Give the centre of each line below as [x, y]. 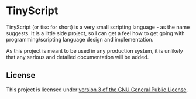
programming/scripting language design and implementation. [80, 39]
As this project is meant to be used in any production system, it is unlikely [94, 50]
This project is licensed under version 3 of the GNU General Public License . [97, 90]
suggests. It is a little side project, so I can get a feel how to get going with [96, 33]
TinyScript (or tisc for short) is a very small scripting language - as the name [98, 27]
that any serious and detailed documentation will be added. [78, 57]
